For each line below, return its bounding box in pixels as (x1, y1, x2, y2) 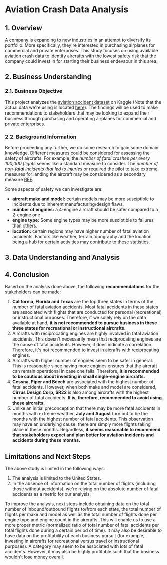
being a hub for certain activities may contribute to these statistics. (12, 239, 150, 245)
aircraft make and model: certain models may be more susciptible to (12, 196, 154, 202)
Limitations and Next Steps (5, 452, 91, 461)
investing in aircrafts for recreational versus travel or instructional (5, 538, 139, 544)
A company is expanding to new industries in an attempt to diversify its (5, 37, 151, 43)
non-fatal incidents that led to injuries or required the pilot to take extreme (5, 166, 158, 172)
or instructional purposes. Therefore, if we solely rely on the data (12, 315, 146, 321)
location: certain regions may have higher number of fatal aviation (12, 228, 149, 234)
